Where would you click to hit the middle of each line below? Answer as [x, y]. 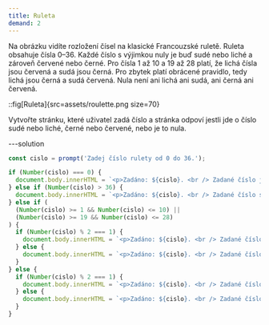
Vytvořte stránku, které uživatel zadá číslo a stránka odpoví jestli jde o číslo [132, 119]
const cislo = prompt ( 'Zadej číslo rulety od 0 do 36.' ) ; [107, 158]
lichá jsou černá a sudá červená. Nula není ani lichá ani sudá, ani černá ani [131, 80]
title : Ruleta [32, 16]
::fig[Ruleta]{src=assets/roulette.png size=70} [84, 104]
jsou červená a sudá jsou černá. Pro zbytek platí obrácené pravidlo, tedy [128, 71]
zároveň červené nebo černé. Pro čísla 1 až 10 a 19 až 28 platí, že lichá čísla [133, 63]
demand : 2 [25, 23]
